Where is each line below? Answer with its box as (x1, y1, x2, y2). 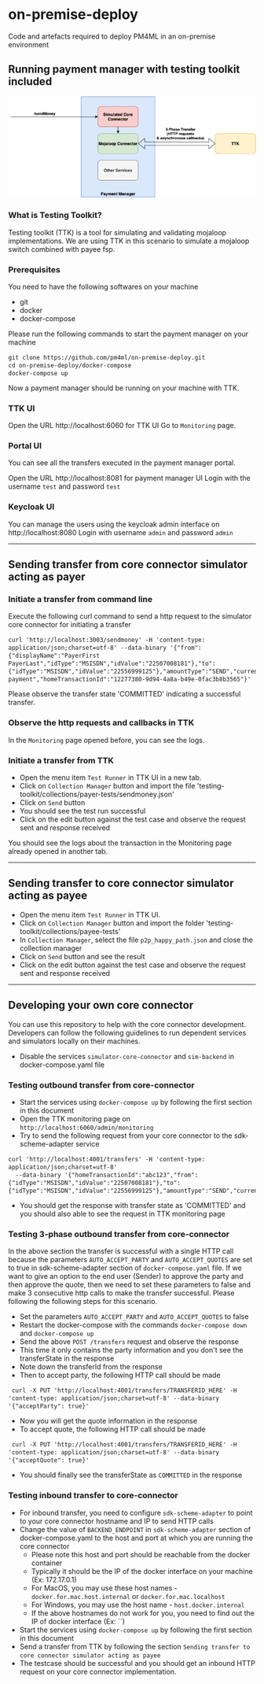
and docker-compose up (19, 1328, 94, 1339)
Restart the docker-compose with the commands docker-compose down (19, 1320, 247, 1330)
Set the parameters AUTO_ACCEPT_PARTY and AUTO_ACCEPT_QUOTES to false (19, 1312, 249, 1321)
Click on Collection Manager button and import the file (19, 781, 196, 791)
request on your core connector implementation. (19, 1667, 177, 1676)
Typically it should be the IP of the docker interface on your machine (31, 1566, 253, 1575)
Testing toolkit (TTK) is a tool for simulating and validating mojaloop (8, 227, 226, 237)
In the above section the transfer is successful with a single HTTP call (8, 1246, 234, 1256)
